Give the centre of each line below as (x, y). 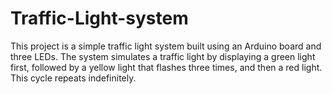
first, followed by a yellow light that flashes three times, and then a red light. (166, 67)
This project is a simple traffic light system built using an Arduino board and (166, 46)
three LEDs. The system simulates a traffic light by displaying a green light (163, 56)
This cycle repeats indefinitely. (73, 78)
